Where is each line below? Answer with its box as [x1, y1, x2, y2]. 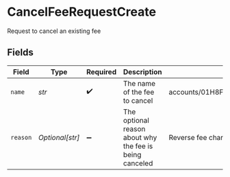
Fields [7, 47, 34, 58]
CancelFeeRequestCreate [7, 4, 156, 20]
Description [123, 67, 162, 76]
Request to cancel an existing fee [7, 27, 101, 35]
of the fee [123, 87, 155, 97]
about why [123, 132, 157, 142]
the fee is [123, 141, 153, 151]
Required [86, 67, 117, 76]
